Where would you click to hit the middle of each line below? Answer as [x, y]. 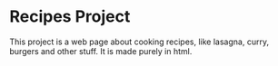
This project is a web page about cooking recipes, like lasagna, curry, [139, 42]
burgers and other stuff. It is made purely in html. [101, 51]
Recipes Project [70, 17]
